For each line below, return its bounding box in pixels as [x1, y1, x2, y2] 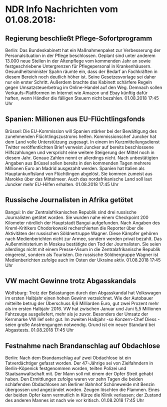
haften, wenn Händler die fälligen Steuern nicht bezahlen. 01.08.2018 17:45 [5, 95, 159, 101]
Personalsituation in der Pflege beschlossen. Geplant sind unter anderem [5, 52, 156, 58]
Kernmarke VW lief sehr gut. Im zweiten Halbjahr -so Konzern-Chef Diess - [5, 316, 160, 322]
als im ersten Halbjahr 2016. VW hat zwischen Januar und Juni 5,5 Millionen [5, 306, 161, 312]
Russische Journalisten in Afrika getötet [5, 196, 133, 204]
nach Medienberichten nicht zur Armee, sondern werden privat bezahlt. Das [5, 235, 162, 241]
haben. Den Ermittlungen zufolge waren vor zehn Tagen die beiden [5, 376, 143, 382]
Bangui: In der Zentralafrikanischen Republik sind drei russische [5, 209, 136, 215]
